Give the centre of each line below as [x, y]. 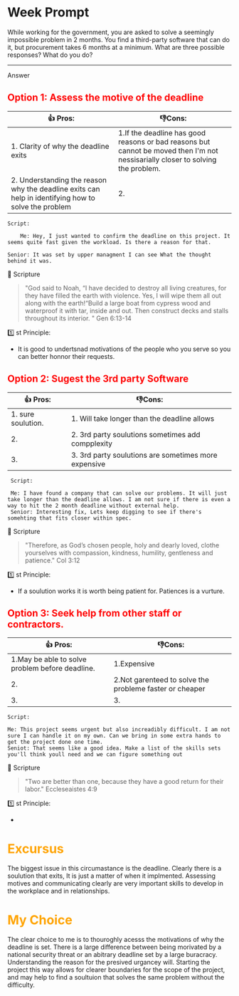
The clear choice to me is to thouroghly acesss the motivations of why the [116, 940]
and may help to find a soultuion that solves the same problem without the [116, 977]
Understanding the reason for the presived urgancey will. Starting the [109, 963]
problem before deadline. [53, 669]
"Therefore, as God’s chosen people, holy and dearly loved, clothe [122, 545]
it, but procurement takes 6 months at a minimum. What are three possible [116, 47]
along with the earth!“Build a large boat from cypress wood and [118, 303]
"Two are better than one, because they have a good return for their [124, 782]
